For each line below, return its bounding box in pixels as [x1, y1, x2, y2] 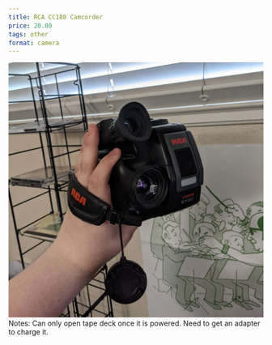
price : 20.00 [8, 21, 53, 30]
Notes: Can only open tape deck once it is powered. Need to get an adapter [8, 318, 261, 328]
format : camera [8, 39, 60, 47]
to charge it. [8, 327, 49, 337]
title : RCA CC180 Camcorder [8, 13, 104, 21]
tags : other [8, 30, 49, 38]
